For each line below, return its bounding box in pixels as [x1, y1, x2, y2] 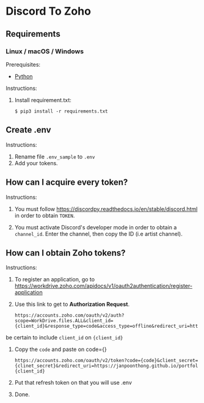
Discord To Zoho [5, 4, 91, 18]
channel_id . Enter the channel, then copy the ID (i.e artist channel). [14, 230, 183, 237]
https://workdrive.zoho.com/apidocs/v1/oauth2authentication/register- [14, 283, 193, 290]
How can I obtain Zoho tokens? [5, 248, 126, 258]
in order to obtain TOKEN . [14, 212, 75, 219]
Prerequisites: [5, 61, 41, 68]
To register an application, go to [14, 276, 95, 283]
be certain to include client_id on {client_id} [5, 334, 123, 341]
